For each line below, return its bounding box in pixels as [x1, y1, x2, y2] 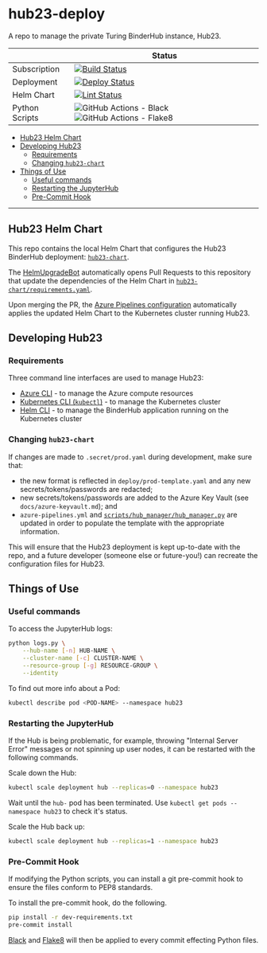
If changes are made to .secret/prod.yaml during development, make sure [8, 451, 253, 462]
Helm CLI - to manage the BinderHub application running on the [19, 405, 229, 415]
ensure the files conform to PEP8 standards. [8, 883, 153, 892]
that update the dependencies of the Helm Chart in [8, 275, 175, 285]
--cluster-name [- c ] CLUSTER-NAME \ [22, 654, 145, 662]
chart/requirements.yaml [8, 286, 91, 294]
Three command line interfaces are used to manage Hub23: [8, 373, 204, 383]
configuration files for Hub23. [8, 559, 105, 568]
